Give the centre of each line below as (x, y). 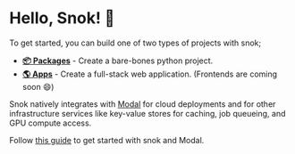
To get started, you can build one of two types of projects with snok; (135, 43)
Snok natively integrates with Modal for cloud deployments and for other (143, 104)
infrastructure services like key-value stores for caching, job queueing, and (147, 113)
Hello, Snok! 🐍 (62, 18)
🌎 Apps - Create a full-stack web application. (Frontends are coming (150, 74)
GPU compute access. (51, 123)
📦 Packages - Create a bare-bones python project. (118, 61)
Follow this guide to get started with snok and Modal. (107, 140)
